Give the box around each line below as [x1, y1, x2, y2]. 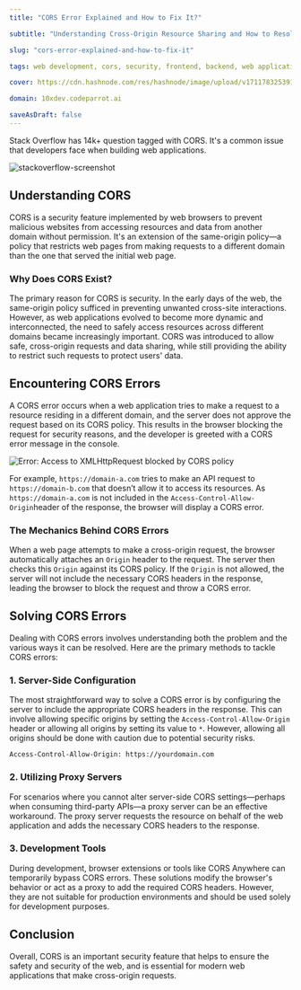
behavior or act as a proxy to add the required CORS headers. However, [9, 881, 274, 892]
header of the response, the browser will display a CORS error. [32, 501, 264, 512]
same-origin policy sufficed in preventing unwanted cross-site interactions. [9, 302, 287, 313]
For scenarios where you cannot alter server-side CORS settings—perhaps [9, 791, 286, 802]
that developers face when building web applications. [9, 145, 207, 155]
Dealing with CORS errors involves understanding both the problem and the [9, 632, 288, 643]
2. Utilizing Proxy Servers [9, 771, 123, 783]
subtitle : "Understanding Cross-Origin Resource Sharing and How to [9, 29, 271, 39]
